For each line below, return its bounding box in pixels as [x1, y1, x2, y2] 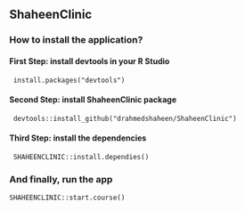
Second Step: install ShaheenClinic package [9, 94, 176, 105]
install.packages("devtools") [12, 76, 126, 85]
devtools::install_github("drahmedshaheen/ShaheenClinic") [12, 114, 238, 123]
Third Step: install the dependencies [9, 133, 147, 143]
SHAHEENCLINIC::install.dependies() [12, 152, 150, 161]
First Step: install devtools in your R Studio [9, 55, 170, 66]
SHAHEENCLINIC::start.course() [9, 193, 126, 203]
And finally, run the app [9, 173, 113, 185]
